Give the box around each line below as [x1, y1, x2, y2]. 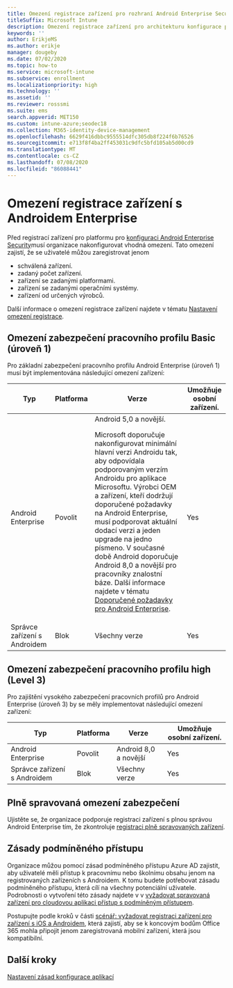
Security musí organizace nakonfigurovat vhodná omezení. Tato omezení [7, 241, 214, 249]
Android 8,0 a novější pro [94, 561, 177, 571]
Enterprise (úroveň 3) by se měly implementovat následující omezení [7, 700, 203, 708]
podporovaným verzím [94, 465, 169, 475]
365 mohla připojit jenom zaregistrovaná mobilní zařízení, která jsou [7, 926, 201, 934]
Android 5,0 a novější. [94, 415, 166, 424]
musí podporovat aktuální [94, 517, 178, 527]
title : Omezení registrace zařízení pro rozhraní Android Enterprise [7, 10, 213, 17]
